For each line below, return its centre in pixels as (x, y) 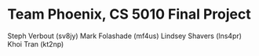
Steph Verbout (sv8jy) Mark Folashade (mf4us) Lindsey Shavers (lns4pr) (125, 36)
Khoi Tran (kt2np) (36, 44)
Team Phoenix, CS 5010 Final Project (129, 14)
